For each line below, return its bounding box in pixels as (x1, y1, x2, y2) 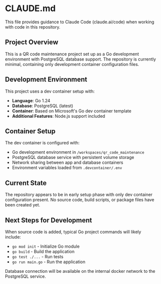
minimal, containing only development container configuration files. (5, 61, 139, 67)
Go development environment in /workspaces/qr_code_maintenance (12, 149, 145, 155)
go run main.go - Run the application (12, 259, 86, 265)
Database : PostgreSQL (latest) (12, 103, 73, 109)
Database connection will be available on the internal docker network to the (5, 268, 156, 274)
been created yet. (5, 202, 40, 208)
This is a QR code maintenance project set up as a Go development (5, 51, 139, 57)
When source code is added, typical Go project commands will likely (5, 229, 142, 235)
